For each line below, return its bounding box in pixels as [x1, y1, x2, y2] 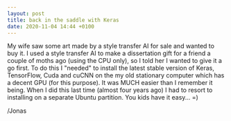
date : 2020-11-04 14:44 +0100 [7, 23, 95, 30]
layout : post [7, 10, 45, 17]
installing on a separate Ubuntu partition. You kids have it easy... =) [7, 93, 199, 102]
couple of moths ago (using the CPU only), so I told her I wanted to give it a [7, 57, 222, 65]
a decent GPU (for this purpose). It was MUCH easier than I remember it [7, 79, 213, 87]
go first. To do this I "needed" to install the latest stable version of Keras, [7, 64, 215, 73]
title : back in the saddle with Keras [7, 17, 119, 24]
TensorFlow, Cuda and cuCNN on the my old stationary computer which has [7, 71, 225, 80]
